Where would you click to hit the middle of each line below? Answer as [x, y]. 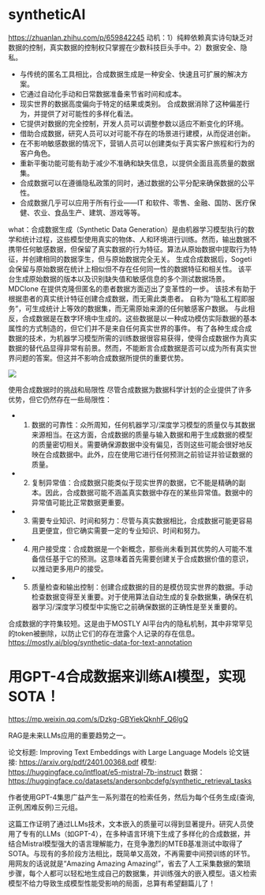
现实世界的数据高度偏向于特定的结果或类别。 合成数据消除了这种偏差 [131, 104]
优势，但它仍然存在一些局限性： [60, 399]
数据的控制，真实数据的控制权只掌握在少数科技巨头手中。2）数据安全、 [124, 47]
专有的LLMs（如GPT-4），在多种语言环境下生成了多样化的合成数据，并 [136, 833]
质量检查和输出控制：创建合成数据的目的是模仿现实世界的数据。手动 [142, 586]
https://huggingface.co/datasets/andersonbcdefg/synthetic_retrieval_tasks [130, 780]
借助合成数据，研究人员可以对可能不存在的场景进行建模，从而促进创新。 [137, 133]
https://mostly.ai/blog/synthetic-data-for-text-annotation [100, 642]
